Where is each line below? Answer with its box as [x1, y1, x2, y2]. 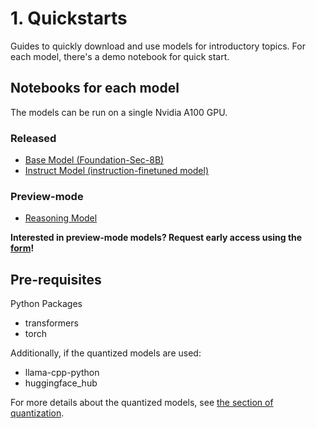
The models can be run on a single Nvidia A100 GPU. [10, 106, 228, 118]
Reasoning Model [24, 212, 98, 224]
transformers [24, 317, 79, 329]
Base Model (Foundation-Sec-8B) [24, 154, 165, 166]
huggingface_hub [24, 377, 98, 389]
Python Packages [10, 298, 83, 310]
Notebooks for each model [10, 80, 180, 97]
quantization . [10, 407, 65, 419]
